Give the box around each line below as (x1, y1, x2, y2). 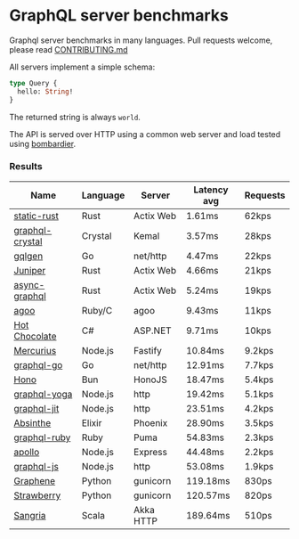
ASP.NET (133, 324, 172, 337)
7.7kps (244, 358, 274, 371)
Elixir (81, 416, 102, 429)
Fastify (133, 344, 163, 356)
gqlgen (13, 249, 44, 262)
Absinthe (13, 416, 52, 429)
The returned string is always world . (9, 111, 141, 122)
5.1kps (244, 388, 274, 400)
